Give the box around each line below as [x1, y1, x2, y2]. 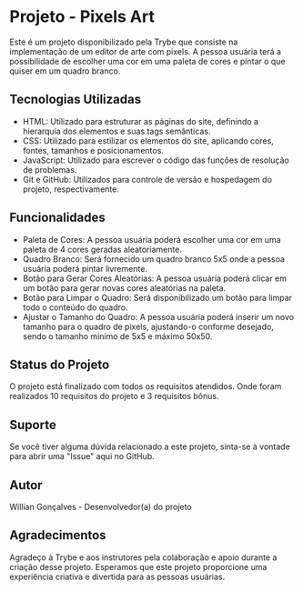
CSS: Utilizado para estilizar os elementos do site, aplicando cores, [22, 135, 275, 146]
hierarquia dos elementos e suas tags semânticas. [22, 125, 211, 136]
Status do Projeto [9, 356, 110, 372]
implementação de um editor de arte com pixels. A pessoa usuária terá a [9, 45, 282, 56]
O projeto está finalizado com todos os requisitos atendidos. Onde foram [9, 381, 282, 392]
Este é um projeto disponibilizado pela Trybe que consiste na [9, 36, 238, 47]
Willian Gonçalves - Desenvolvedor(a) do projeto [9, 502, 193, 512]
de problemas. [22, 164, 77, 175]
